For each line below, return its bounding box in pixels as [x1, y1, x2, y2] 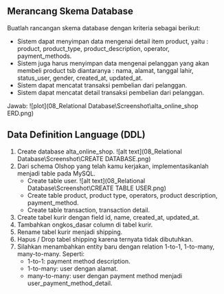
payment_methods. [16, 52, 72, 60]
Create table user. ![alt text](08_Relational [27, 176, 146, 185]
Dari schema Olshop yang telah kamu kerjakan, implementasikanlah [16, 162, 209, 170]
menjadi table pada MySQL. [16, 169, 96, 178]
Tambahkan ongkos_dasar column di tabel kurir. [16, 220, 153, 229]
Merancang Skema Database [7, 6, 134, 17]
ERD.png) [7, 109, 34, 117]
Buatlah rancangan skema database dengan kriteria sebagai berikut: [7, 23, 201, 32]
